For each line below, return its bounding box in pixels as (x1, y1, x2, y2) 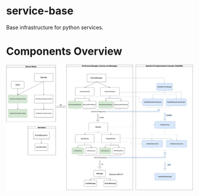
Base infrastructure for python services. (6, 24, 104, 31)
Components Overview (6, 45, 123, 58)
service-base (6, 4, 74, 18)
